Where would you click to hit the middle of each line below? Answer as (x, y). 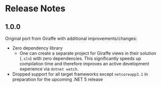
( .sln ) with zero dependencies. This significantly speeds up (80, 58)
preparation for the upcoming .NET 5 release (58, 79)
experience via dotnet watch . (49, 69)
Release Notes (35, 9)
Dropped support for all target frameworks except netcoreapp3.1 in (80, 74)
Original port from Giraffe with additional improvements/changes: (71, 38)
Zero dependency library (37, 48)
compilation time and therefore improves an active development (84, 64)
